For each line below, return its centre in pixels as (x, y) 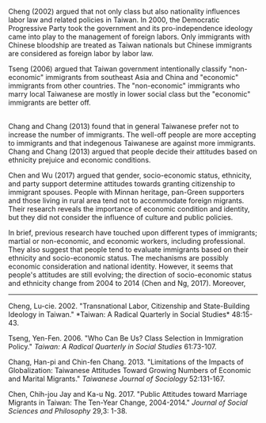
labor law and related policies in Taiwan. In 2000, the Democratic (114, 20)
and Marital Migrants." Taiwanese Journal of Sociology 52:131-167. (117, 379)
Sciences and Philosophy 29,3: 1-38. (68, 411)
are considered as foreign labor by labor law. (81, 53)
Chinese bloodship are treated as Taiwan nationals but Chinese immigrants (130, 45)
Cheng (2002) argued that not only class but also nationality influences (124, 11)
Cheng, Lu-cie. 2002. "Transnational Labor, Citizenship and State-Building (129, 306)
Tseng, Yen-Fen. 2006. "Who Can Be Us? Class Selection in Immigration (126, 338)
